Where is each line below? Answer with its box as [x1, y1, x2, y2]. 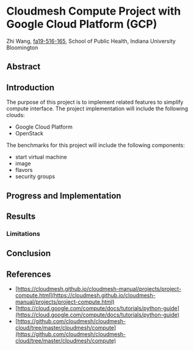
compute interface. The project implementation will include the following [6, 105, 189, 112]
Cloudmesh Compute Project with [6, 4, 181, 18]
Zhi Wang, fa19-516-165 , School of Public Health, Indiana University [6, 37, 176, 45]
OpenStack [15, 130, 44, 137]
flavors [15, 166, 33, 174]
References [6, 269, 51, 279]
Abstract [6, 62, 41, 72]
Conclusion [6, 248, 51, 259]
